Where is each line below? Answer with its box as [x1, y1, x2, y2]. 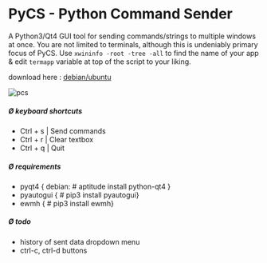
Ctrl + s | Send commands [19, 126, 106, 136]
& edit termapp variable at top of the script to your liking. [8, 57, 191, 66]
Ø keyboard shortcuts [8, 106, 83, 116]
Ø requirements [8, 161, 61, 171]
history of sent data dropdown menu [19, 237, 140, 246]
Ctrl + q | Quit [19, 143, 65, 153]
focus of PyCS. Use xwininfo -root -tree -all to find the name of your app [8, 48, 259, 58]
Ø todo [8, 217, 32, 226]
